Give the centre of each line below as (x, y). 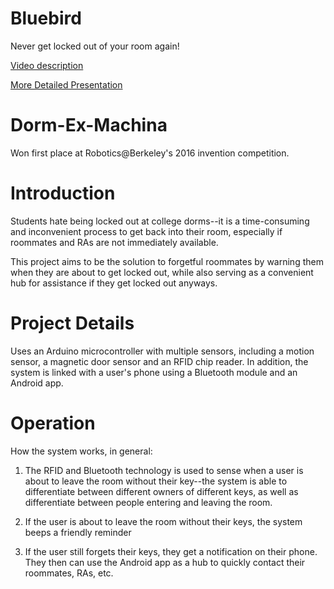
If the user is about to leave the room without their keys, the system (163, 521)
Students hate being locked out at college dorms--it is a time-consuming (160, 221)
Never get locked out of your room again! (95, 46)
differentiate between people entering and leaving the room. (148, 502)
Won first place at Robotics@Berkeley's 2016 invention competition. (150, 153)
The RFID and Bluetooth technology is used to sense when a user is (164, 470)
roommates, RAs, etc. (69, 573)
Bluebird (46, 18)
